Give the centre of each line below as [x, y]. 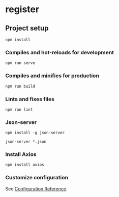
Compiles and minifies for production [52, 76]
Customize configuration [37, 178]
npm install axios [25, 165]
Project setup [27, 28]
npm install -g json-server [35, 133]
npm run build [20, 86]
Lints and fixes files [30, 99]
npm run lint [19, 109]
